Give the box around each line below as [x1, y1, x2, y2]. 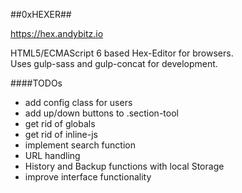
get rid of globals [24, 118, 96, 129]
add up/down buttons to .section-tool [24, 107, 179, 119]
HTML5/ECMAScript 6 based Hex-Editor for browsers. [10, 47, 234, 59]
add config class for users [24, 97, 133, 108]
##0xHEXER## [10, 9, 72, 20]
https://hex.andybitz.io [10, 28, 104, 39]
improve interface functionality [24, 171, 152, 183]
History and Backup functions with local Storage [24, 160, 225, 172]
